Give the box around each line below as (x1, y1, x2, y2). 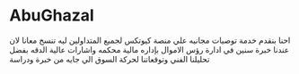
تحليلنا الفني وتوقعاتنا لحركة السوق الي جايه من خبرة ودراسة (9, 53, 210, 64)
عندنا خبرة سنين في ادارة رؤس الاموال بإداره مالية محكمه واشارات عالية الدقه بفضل (9, 44, 290, 54)
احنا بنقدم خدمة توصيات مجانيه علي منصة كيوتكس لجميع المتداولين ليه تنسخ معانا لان (9, 35, 291, 45)
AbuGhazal (9, 5, 94, 26)
